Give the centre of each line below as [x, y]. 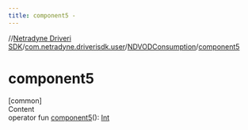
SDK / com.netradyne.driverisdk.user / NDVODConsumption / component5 [124, 46]
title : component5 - [42, 15]
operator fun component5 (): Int [59, 117]
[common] [25, 101]
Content [21, 109]
